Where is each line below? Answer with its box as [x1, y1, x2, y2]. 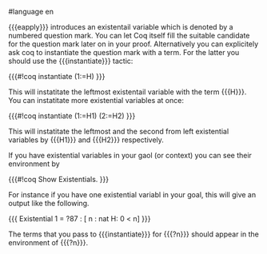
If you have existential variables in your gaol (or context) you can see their [8, 151, 252, 160]
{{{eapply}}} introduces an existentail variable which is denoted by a [8, 22, 233, 31]
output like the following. [8, 199, 90, 208]
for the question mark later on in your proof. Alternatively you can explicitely [8, 39, 259, 49]
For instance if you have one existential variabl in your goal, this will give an [8, 190, 257, 199]
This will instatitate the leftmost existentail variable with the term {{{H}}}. [8, 87, 247, 97]
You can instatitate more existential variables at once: [8, 96, 184, 105]
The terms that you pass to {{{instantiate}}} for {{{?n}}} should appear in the [8, 229, 260, 239]
